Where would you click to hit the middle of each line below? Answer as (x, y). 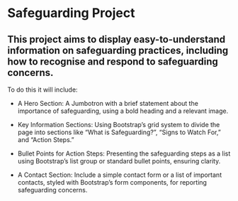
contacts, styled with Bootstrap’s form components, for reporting (112, 182)
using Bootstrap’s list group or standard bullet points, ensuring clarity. (119, 161)
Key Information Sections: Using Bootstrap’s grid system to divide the (119, 125)
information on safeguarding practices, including (118, 50)
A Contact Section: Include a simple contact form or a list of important (119, 175)
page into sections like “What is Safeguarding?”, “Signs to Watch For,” (119, 132)
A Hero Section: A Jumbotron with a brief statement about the (108, 103)
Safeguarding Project (71, 13)
